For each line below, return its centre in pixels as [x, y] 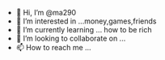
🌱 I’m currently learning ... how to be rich [84, 30]
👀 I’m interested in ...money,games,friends [86, 21]
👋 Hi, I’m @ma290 [46, 13]
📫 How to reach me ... [53, 47]
